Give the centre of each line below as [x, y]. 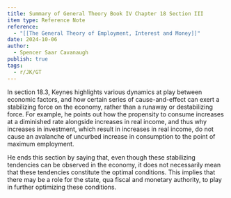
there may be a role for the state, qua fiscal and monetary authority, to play [115, 179]
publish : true [28, 59]
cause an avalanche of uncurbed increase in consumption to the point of [111, 136]
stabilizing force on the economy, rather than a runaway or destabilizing [110, 107]
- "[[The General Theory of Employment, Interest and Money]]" [107, 33]
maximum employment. [41, 144]
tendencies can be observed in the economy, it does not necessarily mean [114, 165]
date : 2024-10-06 [32, 40]
